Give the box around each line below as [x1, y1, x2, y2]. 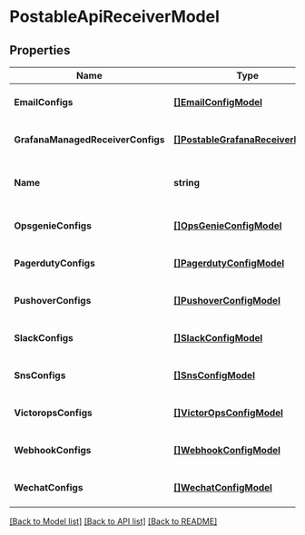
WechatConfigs [14, 481, 84, 493]
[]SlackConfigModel [173, 332, 263, 344]
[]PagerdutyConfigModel [173, 257, 285, 269]
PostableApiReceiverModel [9, 6, 220, 27]
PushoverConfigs [14, 295, 92, 306]
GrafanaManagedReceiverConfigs [14, 133, 165, 146]
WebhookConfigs [14, 444, 92, 456]
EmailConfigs [14, 96, 74, 108]
